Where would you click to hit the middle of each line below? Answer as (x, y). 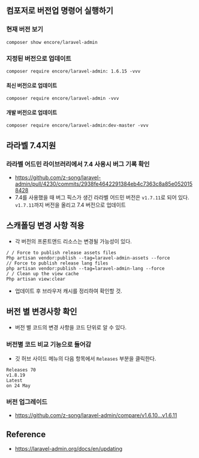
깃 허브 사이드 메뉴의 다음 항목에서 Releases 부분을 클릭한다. (85, 359)
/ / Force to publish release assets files (61, 252)
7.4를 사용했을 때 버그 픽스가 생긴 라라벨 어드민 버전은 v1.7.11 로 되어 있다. (102, 198)
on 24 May (19, 386)
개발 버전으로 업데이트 (32, 112)
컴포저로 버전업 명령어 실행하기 (60, 11)
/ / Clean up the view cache (43, 273)
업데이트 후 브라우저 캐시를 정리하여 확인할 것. (69, 291)
